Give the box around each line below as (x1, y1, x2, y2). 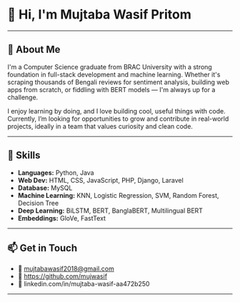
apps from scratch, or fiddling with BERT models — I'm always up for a (7, 85, 216, 94)
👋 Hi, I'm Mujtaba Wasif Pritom (7, 6, 191, 23)
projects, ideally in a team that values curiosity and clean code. (7, 121, 193, 131)
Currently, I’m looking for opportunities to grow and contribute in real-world (7, 114, 229, 123)
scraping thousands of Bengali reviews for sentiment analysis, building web (7, 78, 230, 86)
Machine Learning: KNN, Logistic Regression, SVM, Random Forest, (17, 191, 219, 199)
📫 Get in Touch (7, 242, 78, 254)
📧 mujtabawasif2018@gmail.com (17, 264, 114, 273)
